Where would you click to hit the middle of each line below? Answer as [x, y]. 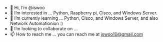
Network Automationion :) [36, 23]
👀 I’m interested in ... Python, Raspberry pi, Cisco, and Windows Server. [83, 13]
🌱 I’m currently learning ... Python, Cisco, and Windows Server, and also [84, 18]
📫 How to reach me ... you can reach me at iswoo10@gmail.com [76, 34]
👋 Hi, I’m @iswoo [27, 8]
